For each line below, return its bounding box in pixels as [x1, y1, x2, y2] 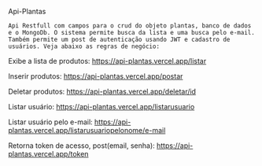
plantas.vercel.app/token [8, 149, 89, 158]
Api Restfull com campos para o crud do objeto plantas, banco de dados [8, 22, 252, 30]
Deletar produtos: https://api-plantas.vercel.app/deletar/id [8, 87, 197, 96]
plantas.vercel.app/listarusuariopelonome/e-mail [8, 126, 166, 135]
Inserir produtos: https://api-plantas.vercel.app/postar [8, 72, 183, 81]
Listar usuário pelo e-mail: [8, 117, 93, 127]
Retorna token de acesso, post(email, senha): [8, 141, 155, 150]
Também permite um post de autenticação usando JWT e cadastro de [8, 35, 231, 43]
